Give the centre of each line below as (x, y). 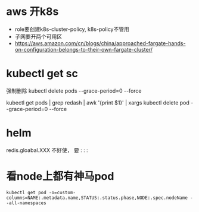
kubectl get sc (42, 74)
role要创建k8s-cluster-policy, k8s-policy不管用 (72, 29)
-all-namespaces (26, 203)
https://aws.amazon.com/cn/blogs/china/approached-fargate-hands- (100, 43)
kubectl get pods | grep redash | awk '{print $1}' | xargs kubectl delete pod (98, 102)
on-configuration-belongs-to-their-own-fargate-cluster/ (84, 49)
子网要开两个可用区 (38, 36)
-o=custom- (62, 192)
